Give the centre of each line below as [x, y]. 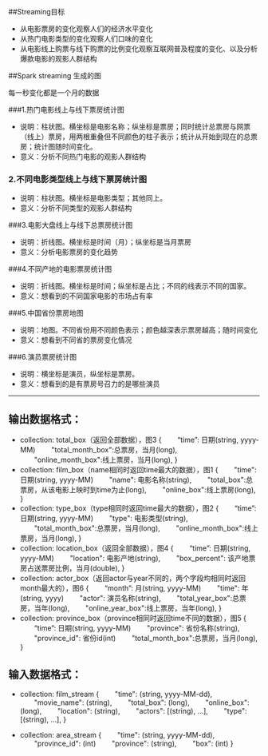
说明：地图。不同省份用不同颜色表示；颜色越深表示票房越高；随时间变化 [138, 330]
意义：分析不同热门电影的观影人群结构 [83, 157]
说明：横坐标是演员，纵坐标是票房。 [79, 374]
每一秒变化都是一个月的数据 [54, 93]
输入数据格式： [45, 674]
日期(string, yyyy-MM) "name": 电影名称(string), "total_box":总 [136, 480]
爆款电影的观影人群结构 [58, 59]
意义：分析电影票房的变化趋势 [69, 252]
